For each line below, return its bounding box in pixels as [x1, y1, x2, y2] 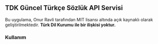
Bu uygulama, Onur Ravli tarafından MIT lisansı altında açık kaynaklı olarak [5, 16, 153, 22]
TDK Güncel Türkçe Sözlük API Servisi [5, 4, 123, 12]
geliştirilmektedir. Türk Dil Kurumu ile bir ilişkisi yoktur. [5, 22, 116, 28]
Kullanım [5, 34, 27, 41]
